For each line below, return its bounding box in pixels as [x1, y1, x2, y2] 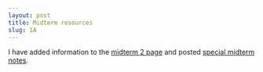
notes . [8, 56, 29, 65]
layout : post [8, 11, 51, 20]
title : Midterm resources [8, 19, 93, 27]
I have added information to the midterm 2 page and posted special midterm [8, 48, 255, 57]
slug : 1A [8, 26, 37, 34]
